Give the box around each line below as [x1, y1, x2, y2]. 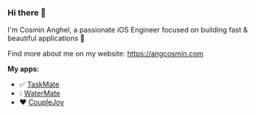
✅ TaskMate [18, 79, 60, 90]
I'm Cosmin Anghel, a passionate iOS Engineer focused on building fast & [7, 25, 248, 35]
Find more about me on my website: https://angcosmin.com [7, 49, 204, 59]
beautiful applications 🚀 [7, 33, 85, 43]
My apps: [7, 64, 40, 74]
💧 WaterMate [18, 89, 61, 98]
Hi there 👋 [7, 7, 47, 18]
